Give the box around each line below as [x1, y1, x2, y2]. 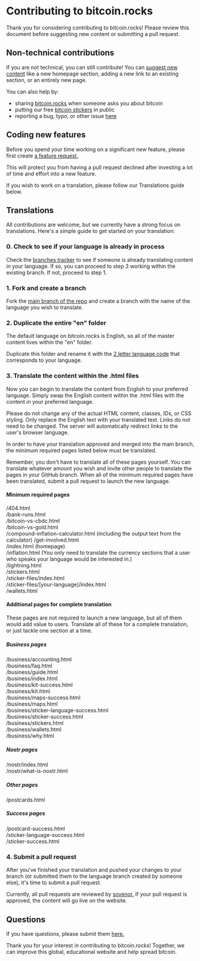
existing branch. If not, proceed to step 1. [6, 268, 107, 276]
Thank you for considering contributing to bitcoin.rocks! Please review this [6, 24, 189, 31]
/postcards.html [6, 796, 45, 803]
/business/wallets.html [6, 726, 61, 733]
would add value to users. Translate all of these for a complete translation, [6, 620, 189, 627]
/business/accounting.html [6, 655, 72, 663]
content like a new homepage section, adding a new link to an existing [6, 70, 179, 77]
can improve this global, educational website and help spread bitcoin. [6, 948, 177, 955]
